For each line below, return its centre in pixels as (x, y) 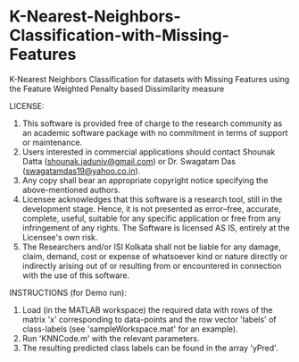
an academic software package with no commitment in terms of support (155, 132)
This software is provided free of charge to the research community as (152, 123)
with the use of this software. (76, 275)
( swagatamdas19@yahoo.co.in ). (81, 171)
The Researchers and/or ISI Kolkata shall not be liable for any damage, (151, 247)
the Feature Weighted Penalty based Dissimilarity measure (117, 88)
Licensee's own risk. (60, 237)
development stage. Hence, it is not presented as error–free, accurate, (151, 208)
